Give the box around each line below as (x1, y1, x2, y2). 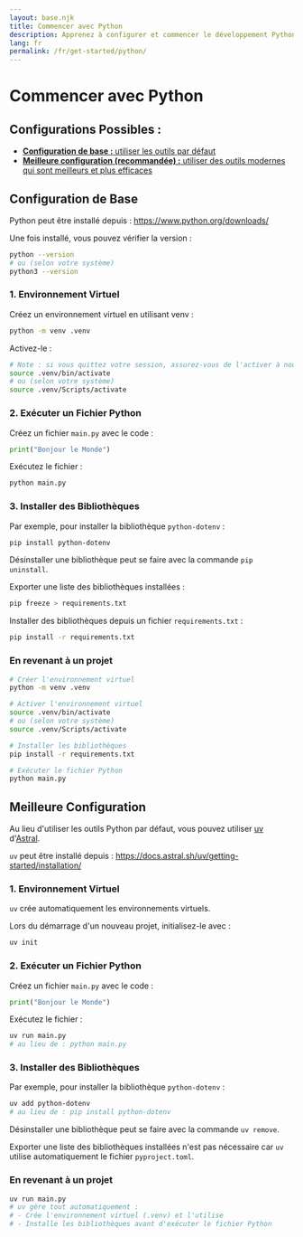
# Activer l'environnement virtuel (9, 700, 143, 709)
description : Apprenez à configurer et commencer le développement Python (9, 30, 297, 39)
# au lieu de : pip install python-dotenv (9, 1108, 171, 1117)
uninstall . (9, 564, 49, 575)
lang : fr (9, 38, 42, 48)
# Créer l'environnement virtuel (9, 675, 135, 684)
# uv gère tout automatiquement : (9, 1203, 140, 1212)
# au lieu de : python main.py (9, 1040, 127, 1049)
